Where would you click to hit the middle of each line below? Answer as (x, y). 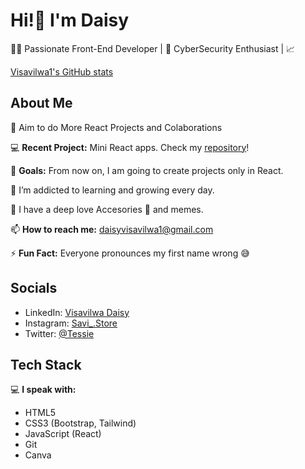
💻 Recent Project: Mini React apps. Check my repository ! (130, 147)
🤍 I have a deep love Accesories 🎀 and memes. (107, 209)
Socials (34, 288)
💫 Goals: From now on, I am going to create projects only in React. (147, 170)
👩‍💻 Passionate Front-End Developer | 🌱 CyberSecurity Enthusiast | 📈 (153, 48)
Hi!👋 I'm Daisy (70, 20)
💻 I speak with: (43, 390)
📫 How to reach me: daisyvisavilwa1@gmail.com (112, 229)
